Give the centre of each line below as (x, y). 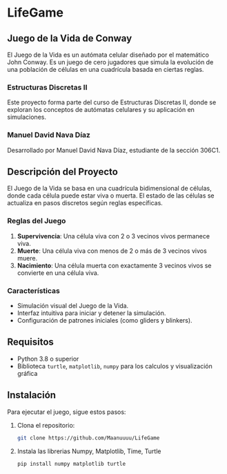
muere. (27, 258)
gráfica (27, 373)
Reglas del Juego (37, 221)
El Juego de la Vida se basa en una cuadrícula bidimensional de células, (109, 189)
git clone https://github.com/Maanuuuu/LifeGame (88, 438)
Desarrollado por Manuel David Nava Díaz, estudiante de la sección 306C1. (114, 150)
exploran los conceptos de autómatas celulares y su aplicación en (101, 110)
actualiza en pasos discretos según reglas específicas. (85, 203)
